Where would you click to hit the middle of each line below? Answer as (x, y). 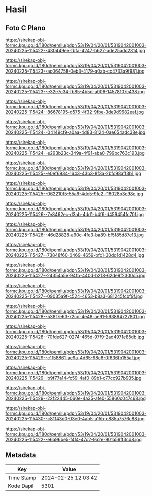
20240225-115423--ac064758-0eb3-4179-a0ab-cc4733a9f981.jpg (75, 71)
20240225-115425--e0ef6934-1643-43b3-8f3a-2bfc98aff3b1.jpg (73, 173)
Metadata (21, 455)
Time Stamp (22, 478)
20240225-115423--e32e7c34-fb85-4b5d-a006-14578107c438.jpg (75, 91)
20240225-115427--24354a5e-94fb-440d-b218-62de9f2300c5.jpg (76, 276)
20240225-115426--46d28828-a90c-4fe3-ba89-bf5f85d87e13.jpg (75, 235)
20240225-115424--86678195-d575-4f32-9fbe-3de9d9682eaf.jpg (75, 112)
